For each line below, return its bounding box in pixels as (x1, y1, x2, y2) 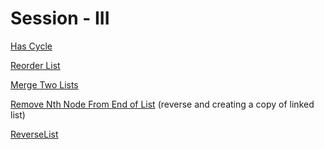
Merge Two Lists (10, 78, 79, 91)
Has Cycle (10, 40, 53, 52)
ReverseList (10, 128, 59, 140)
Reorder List (10, 59, 61, 71)
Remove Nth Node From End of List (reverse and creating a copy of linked (10, 98, 315, 110)
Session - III (10, 7, 110, 30)
